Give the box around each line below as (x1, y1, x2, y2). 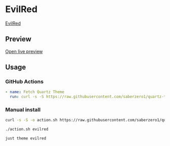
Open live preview (5, 48, 43, 54)
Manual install (5, 106, 41, 113)
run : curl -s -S (10, 94, 44, 100)
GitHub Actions (5, 78, 44, 85)
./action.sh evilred (5, 127, 49, 132)
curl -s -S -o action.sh (5, 118, 58, 123)
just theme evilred (5, 136, 47, 141)
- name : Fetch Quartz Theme (5, 89, 65, 94)
